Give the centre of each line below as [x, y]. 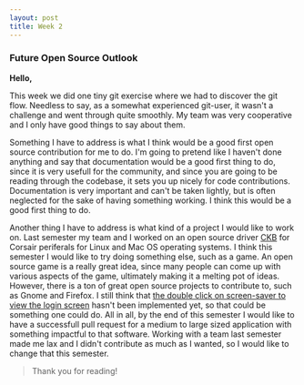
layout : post [34, 18]
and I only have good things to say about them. [97, 125]
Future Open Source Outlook [74, 58]
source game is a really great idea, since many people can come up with [145, 266]
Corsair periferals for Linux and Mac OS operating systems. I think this [141, 247]
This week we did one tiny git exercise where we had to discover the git [144, 96]
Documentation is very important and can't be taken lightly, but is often [142, 190]
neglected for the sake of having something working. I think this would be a [151, 200]
